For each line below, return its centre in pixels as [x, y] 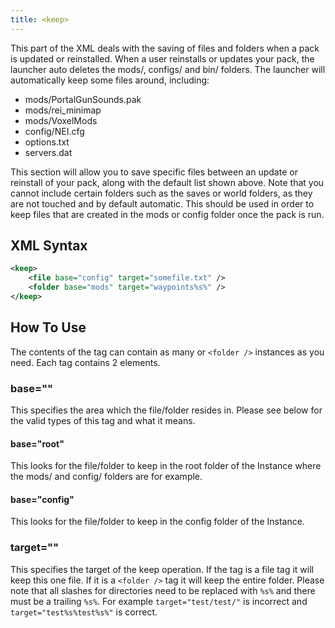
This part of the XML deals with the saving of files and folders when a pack [165, 48]
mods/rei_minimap [63, 110]
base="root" [37, 443]
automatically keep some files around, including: [110, 80]
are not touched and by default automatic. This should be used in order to [162, 203]
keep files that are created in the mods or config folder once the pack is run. [167, 214]
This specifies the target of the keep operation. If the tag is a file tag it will [162, 569]
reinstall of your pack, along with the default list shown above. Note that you [167, 182]
